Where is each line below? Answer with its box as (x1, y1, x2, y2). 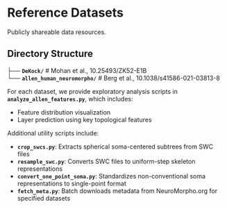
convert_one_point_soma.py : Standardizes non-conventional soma (17, 172, 206, 180)
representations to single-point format (17, 179, 126, 187)
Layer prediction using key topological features (17, 115, 152, 124)
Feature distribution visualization (17, 108, 111, 116)
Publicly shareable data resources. (7, 28, 106, 36)
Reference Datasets (7, 5, 124, 21)
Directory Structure (7, 48, 94, 60)
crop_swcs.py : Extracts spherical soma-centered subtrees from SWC (17, 142, 214, 151)
